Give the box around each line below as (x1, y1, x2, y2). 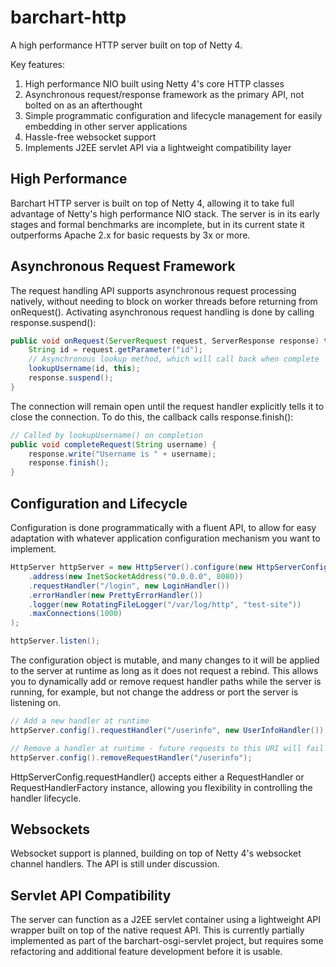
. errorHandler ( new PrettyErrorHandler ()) (28, 590, 203, 600)
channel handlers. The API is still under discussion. (10, 858, 220, 870)
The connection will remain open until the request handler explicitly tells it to (10, 400, 325, 412)
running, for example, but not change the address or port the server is (10, 686, 299, 698)
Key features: (10, 58, 65, 70)
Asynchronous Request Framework (10, 258, 236, 275)
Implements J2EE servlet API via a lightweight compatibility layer (24, 141, 292, 153)
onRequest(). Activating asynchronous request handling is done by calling (10, 306, 315, 318)
